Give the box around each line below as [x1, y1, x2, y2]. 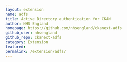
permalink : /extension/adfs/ [5, 49, 66, 54]
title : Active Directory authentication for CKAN [5, 16, 111, 21]
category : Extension [5, 40, 49, 45]
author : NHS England [5, 21, 49, 26]
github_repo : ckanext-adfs [5, 35, 62, 40]
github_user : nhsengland [5, 30, 57, 35]
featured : [5, 44, 26, 49]
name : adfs [5, 12, 28, 17]
